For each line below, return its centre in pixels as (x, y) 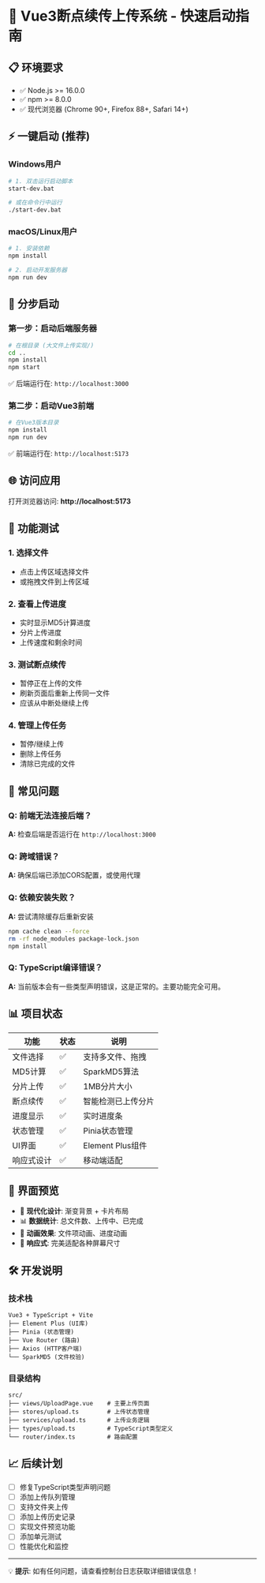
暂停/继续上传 (42, 744)
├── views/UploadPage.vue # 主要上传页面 (79, 1404)
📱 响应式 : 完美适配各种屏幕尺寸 (70, 1243)
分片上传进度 (40, 632)
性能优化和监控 (44, 1547)
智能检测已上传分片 (119, 1101)
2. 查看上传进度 (37, 604)
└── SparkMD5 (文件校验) (47, 1357)
